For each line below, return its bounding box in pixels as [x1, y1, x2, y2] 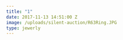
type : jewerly [6, 25, 41, 31]
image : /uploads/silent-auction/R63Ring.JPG [6, 19, 117, 25]
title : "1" [6, 8, 33, 15]
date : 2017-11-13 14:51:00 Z [6, 14, 78, 20]
